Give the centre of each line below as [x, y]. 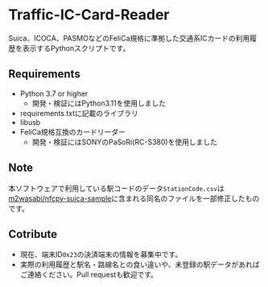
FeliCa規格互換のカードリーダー [73, 131]
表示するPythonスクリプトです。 [76, 48]
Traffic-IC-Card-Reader [89, 15]
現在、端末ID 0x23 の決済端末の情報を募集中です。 [101, 255]
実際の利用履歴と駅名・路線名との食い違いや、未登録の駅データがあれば [140, 264]
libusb [30, 122]
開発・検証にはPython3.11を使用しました [99, 103]
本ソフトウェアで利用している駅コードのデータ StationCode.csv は [116, 188]
